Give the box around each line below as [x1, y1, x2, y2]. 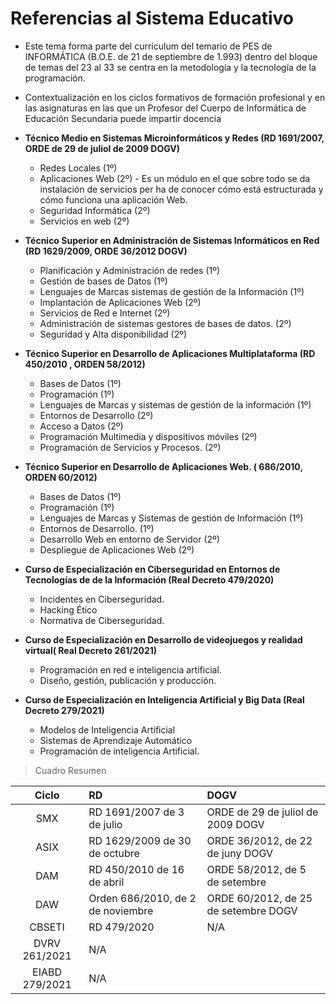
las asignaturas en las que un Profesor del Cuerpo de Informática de [24, 102, 307, 114]
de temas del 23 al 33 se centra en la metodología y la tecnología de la [24, 61, 317, 73]
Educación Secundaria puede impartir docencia [24, 112, 222, 124]
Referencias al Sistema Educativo [10, 7, 294, 30]
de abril [88, 875, 125, 889]
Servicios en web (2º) [39, 215, 130, 227]
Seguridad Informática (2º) [39, 204, 151, 216]
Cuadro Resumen [34, 764, 107, 776]
